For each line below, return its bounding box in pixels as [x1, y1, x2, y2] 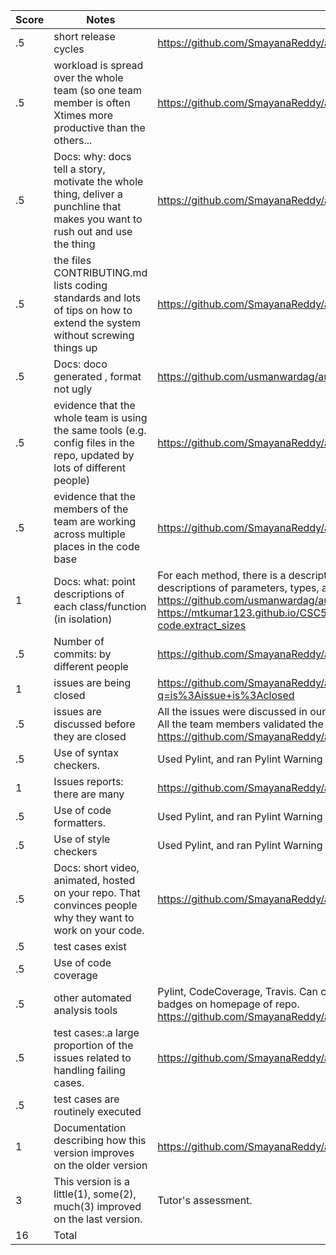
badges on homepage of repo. [157, 997, 300, 1011]
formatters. [53, 816, 107, 829]
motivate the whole [53, 175, 144, 188]
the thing [53, 237, 96, 251]
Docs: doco [53, 357, 108, 371]
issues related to [53, 1051, 132, 1064]
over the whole [53, 71, 124, 84]
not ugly [53, 382, 93, 396]
